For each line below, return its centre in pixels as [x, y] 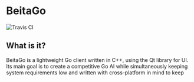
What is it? [26, 46]
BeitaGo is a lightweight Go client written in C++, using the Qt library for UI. [97, 60]
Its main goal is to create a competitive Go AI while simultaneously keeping [97, 66]
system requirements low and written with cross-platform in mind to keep [95, 73]
